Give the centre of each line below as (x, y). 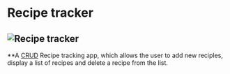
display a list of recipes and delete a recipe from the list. (88, 63)
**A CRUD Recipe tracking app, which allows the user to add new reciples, (115, 55)
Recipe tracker (51, 13)
